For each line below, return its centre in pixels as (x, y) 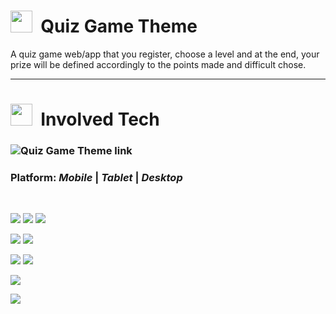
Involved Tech (100, 119)
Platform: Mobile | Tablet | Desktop (96, 177)
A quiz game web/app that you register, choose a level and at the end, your (165, 54)
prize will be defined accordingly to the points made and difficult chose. (158, 64)
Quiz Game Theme (119, 26)
